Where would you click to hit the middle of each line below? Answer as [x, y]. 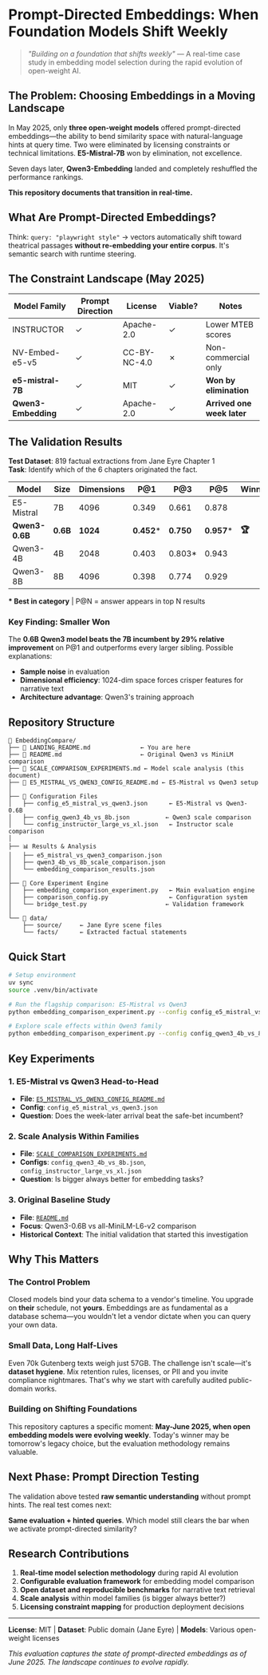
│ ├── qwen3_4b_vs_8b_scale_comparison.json [87, 863]
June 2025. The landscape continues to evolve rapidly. [99, 1662]
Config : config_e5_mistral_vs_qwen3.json [89, 1107]
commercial [227, 358]
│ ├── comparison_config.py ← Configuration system [128, 897]
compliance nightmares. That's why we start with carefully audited [118, 1380]
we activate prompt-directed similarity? [73, 1528]
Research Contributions [69, 1554]
